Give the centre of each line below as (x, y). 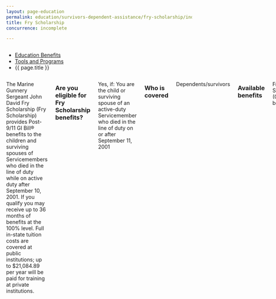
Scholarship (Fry (26, 109)
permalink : (19, 17)
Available (252, 88)
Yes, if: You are (116, 84)
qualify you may (26, 203)
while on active (24, 178)
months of (19, 216)
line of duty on (116, 128)
